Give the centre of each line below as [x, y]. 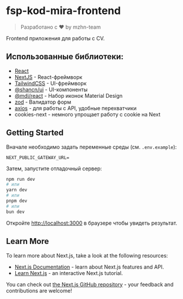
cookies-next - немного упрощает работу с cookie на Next [87, 114]
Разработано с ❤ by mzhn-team [60, 27]
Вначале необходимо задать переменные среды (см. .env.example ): [91, 147]
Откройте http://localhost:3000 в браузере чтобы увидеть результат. [92, 223]
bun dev [16, 212]
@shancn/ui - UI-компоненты [51, 90]
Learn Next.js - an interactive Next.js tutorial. [69, 273]
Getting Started [35, 133]
